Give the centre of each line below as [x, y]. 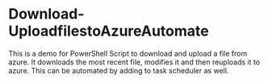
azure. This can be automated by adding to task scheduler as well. [119, 70]
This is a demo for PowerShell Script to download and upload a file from [128, 53]
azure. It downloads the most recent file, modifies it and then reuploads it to [134, 62]
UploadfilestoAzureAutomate [109, 31]
